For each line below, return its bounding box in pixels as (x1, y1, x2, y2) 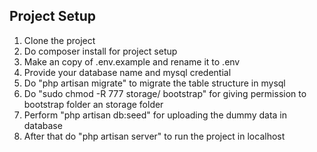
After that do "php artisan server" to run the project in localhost (23, 130, 286, 142)
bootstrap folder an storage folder (23, 98, 164, 110)
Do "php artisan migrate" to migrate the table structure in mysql (23, 77, 286, 89)
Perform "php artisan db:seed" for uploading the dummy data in (23, 109, 288, 121)
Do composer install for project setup (23, 45, 178, 57)
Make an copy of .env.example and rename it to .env (23, 55, 241, 68)
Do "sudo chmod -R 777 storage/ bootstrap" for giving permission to (23, 87, 307, 99)
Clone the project (23, 34, 96, 46)
